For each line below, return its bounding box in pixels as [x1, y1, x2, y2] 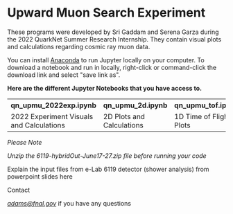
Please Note [7, 138, 42, 146]
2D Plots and [103, 112, 146, 121]
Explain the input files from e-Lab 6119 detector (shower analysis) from [7, 165, 209, 173]
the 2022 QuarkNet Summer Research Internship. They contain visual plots [7, 35, 222, 43]
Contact [7, 186, 30, 194]
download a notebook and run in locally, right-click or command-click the [7, 63, 217, 71]
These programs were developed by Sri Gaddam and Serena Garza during [7, 28, 220, 36]
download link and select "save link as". [7, 71, 121, 79]
